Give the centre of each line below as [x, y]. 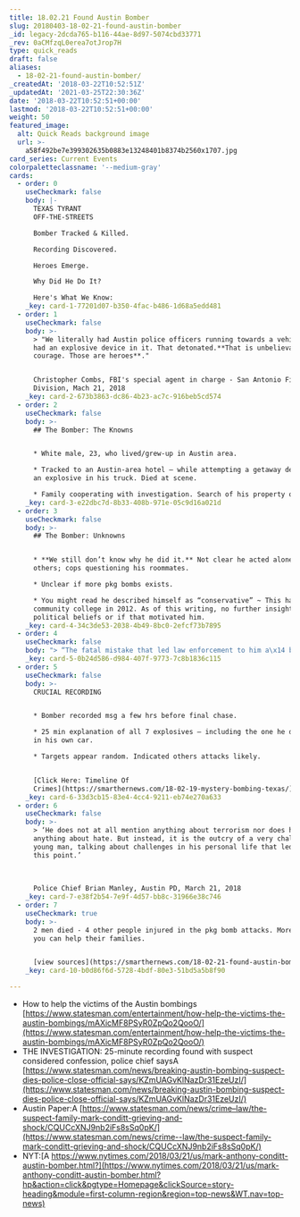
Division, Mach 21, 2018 [79, 389]
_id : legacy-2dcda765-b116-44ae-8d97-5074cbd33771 [105, 34]
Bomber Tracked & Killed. [81, 233]
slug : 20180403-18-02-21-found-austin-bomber [95, 26]
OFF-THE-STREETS [63, 217]
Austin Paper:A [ [52, 1108]
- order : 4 [37, 634]
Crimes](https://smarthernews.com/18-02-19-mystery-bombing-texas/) [163, 789]
